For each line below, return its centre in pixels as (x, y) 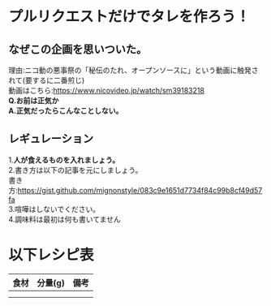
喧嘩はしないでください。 (57, 209)
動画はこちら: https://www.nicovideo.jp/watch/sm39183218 (107, 91)
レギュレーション (51, 139)
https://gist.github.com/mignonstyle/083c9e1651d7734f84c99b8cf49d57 (140, 190)
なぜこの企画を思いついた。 (78, 49)
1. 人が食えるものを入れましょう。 (64, 160)
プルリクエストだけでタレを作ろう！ (129, 17)
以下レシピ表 (52, 255)
